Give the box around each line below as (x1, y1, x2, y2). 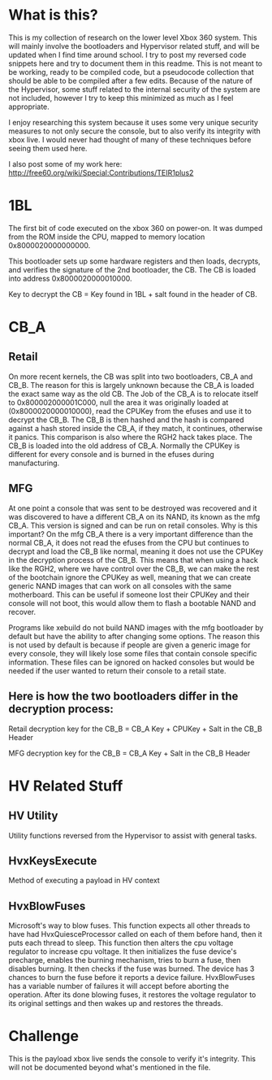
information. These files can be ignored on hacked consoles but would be (8, 657, 255, 667)
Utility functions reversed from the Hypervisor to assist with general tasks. (8, 830, 257, 840)
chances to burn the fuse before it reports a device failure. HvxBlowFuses (8, 973, 256, 982)
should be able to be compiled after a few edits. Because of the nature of (8, 76, 253, 85)
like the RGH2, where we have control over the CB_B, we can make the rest (8, 564, 260, 573)
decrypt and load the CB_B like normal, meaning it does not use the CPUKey (8, 547, 264, 556)
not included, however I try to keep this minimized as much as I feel (8, 93, 234, 102)
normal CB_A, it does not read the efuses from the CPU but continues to (8, 538, 249, 547)
